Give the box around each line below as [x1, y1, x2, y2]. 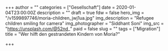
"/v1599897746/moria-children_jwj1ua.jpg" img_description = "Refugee [5, 15, 154, 21]
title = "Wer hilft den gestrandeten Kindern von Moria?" [5, 31, 120, 37]
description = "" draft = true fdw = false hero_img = [37, 10, 144, 16]
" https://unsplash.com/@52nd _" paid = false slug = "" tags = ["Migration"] [5, 26, 160, 32]
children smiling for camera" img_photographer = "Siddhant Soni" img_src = [5, 20, 164, 26]
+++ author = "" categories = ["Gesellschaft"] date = [5, 5, 115, 10]
